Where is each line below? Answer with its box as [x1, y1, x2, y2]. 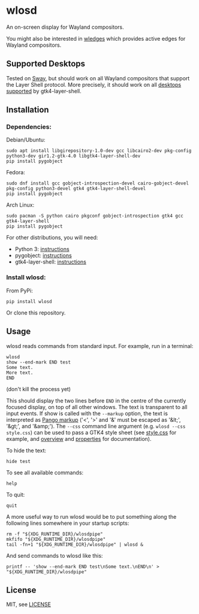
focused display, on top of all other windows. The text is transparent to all [6, 403, 188, 410]
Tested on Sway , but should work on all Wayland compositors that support [6, 74, 190, 81]
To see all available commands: [6, 468, 84, 476]
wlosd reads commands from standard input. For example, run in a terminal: [6, 342, 194, 349]
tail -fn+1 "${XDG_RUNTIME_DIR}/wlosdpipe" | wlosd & [6, 542, 144, 548]
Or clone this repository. [6, 309, 66, 316]
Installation [6, 105, 49, 115]
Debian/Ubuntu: [6, 136, 46, 144]
